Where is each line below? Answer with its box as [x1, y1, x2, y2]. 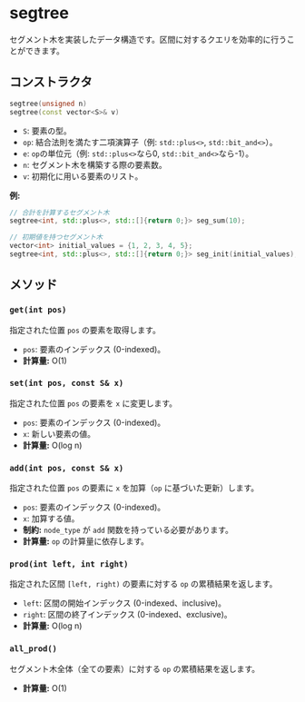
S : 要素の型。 [22, 125, 72, 136]
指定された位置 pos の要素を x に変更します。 [9, 398, 178, 409]
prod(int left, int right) [9, 559, 129, 569]
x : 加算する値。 [22, 513, 80, 524]
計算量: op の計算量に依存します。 [22, 536, 150, 547]
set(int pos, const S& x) [9, 378, 124, 389]
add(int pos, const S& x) [9, 462, 124, 473]
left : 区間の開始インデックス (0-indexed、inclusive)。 [22, 598, 227, 608]
